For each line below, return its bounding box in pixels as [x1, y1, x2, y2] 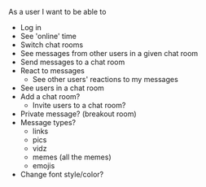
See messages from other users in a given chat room [20, 49, 199, 58]
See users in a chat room [20, 83, 104, 93]
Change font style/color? [20, 170, 104, 179]
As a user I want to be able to [8, 7, 107, 16]
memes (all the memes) [32, 152, 112, 162]
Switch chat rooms [20, 40, 84, 50]
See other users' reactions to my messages [32, 75, 179, 84]
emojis [32, 161, 55, 170]
